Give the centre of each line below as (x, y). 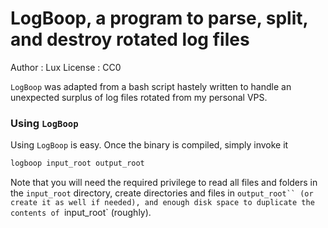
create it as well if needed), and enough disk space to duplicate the (162, 203)
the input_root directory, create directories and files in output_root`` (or (162, 193)
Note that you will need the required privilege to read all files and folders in (164, 183)
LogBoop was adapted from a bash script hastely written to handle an (151, 86)
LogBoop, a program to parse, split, (159, 18)
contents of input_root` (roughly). (81, 213)
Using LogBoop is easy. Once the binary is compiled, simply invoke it (149, 145)
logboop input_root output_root (77, 163)
